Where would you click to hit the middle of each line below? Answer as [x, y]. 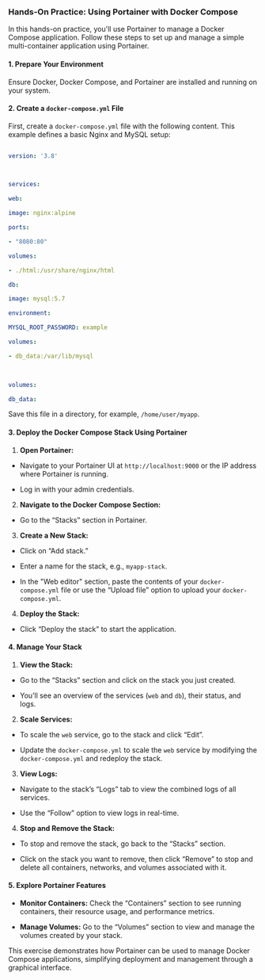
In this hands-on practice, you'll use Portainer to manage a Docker [116, 29]
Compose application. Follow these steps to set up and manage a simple [126, 37]
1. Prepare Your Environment [56, 64]
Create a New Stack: [54, 535]
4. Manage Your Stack [45, 647]
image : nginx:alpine [42, 213]
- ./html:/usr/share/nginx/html [61, 270]
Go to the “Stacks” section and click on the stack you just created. [127, 679]
